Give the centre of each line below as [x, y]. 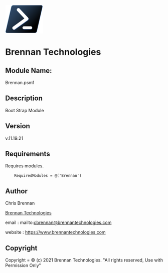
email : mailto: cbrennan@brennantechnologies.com [58, 222]
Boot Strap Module [25, 110]
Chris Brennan [20, 203]
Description [24, 98]
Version [18, 126]
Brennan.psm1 [20, 82]
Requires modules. [25, 166]
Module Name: [29, 70]
